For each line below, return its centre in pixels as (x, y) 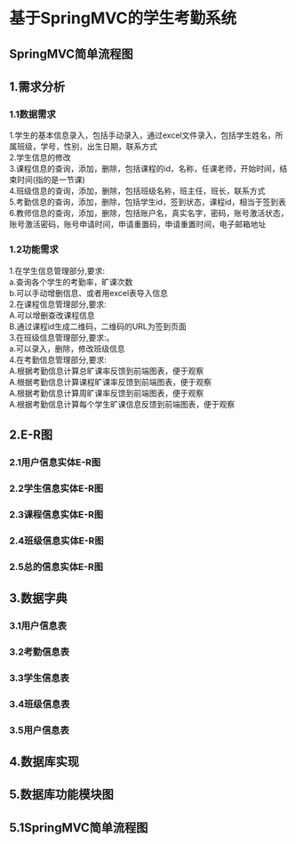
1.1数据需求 (32, 114)
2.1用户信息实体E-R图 (55, 462)
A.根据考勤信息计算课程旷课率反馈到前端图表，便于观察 (110, 382)
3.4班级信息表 (40, 703)
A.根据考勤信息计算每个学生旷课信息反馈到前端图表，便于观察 (122, 404)
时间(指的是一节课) (51, 180)
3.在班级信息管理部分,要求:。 (62, 337)
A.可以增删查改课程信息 (52, 315)
